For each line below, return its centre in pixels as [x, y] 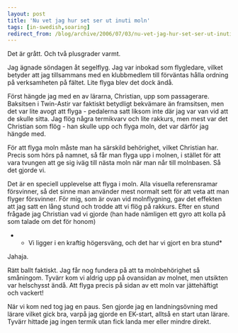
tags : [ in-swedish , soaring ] [49, 27]
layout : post [27, 14]
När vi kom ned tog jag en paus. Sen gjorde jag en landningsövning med [113, 307]
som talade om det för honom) [52, 222]
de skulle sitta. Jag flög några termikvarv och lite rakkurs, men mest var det [118, 119]
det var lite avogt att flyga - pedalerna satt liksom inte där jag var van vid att [118, 111]
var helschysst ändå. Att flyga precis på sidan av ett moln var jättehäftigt [113, 286]
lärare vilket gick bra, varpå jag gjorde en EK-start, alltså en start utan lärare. [119, 314]
